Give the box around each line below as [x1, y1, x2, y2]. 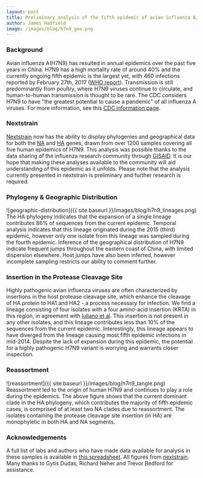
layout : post [6, 8, 39, 15]
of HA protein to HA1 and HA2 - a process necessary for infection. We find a [6, 299, 196, 307]
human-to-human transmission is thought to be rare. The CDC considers [6, 91, 187, 98]
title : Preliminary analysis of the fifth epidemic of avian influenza [6, 14, 190, 21]
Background [6, 46, 43, 54]
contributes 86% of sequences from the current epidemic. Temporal [6, 220, 176, 227]
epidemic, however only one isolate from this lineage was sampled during [6, 232, 190, 240]
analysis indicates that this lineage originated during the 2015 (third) [6, 226, 175, 233]
